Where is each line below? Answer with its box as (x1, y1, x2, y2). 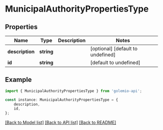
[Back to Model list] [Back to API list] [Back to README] (5, 120, 116, 126)
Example (5, 76, 32, 84)
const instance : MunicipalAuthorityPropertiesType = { (5, 97, 118, 102)
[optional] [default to (90, 45, 138, 52)
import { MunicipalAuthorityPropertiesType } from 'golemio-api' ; (5, 88, 142, 93)
